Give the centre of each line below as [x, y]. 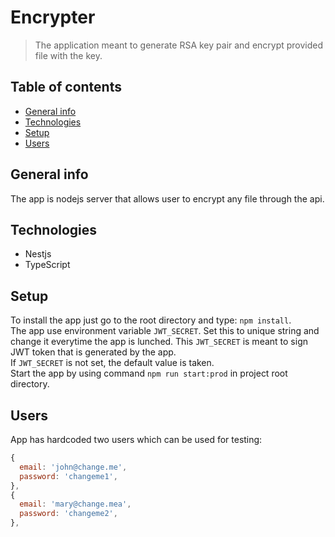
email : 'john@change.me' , [73, 467]
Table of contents [66, 87]
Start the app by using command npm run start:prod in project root [149, 373]
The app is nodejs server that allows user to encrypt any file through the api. [167, 198]
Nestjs [38, 254]
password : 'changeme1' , [68, 476]
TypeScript [47, 265]
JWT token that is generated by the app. [93, 352]
